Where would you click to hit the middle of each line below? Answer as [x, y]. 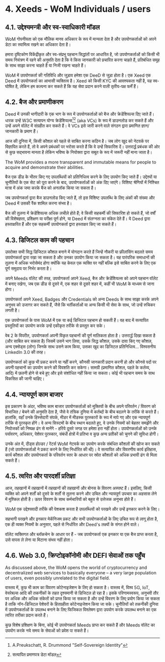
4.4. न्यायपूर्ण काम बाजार [34, 394]
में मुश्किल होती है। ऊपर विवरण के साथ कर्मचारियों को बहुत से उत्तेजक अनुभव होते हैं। [70, 499]
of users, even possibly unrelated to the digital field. [58, 578]
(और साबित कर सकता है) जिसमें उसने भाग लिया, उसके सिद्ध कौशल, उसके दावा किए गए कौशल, [79, 341]
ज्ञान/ [146, 126]
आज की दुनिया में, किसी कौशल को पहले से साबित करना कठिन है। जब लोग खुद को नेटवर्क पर [77, 141]
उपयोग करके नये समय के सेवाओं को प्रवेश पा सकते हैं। [47, 630]
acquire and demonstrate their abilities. [45, 167]
